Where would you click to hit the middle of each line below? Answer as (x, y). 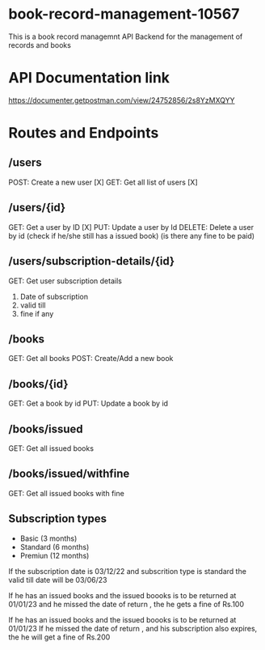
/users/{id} (37, 208)
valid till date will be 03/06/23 (58, 580)
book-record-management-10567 (124, 14)
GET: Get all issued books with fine (67, 493)
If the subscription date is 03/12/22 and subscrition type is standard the (127, 571)
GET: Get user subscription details (65, 281)
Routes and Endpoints (84, 133)
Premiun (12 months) (55, 555)
